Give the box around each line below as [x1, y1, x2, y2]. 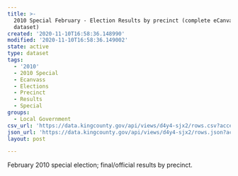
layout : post [7, 135, 46, 142]
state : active [7, 43, 50, 50]
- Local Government [13, 115, 72, 122]
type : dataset [7, 50, 50, 57]
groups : [7, 109, 30, 116]
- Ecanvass [13, 76, 46, 83]
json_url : [7, 129, 37, 136]
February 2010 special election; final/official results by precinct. [7, 160, 193, 170]
